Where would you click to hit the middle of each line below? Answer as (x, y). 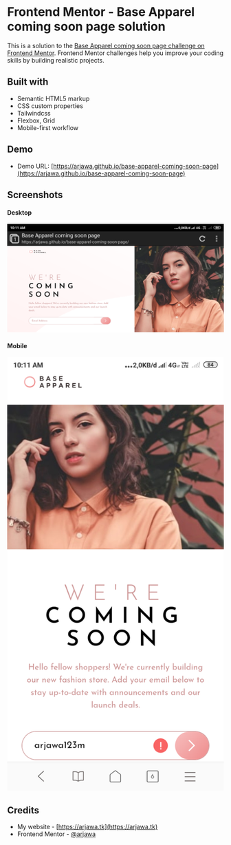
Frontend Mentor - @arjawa (56, 834)
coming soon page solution (87, 26)
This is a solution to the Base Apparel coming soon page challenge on (106, 45)
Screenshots (35, 194)
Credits (23, 810)
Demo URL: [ (35, 166)
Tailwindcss (34, 113)
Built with (28, 82)
